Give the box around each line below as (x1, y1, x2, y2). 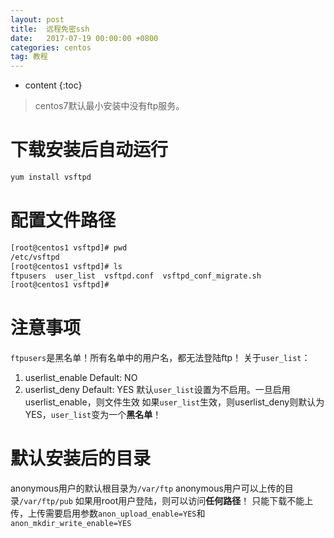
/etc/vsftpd (10, 252, 60, 262)
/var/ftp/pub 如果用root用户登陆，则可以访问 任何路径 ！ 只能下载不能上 (19, 495, 314, 507)
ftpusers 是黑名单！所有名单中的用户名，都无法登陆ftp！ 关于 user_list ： (10, 352, 311, 364)
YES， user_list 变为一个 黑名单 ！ (24, 409, 162, 421)
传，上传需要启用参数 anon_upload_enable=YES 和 (10, 507, 206, 520)
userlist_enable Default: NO (24, 372, 138, 384)
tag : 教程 (10, 52, 48, 62)
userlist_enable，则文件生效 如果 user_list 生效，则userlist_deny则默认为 (24, 396, 325, 408)
